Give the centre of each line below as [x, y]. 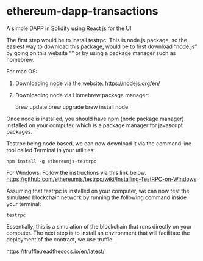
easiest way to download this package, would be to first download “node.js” [102, 46]
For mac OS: [22, 71]
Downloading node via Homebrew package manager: [82, 95]
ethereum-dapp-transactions [82, 11]
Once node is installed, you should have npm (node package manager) [95, 119]
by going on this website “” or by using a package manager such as [91, 53]
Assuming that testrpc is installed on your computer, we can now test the [98, 191]
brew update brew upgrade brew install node [72, 107]
